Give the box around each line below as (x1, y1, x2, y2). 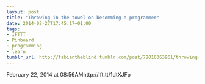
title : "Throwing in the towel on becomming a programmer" (6, 15, 160, 21)
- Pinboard (6, 37, 34, 43)
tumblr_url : (6, 54, 37, 60)
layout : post (6, 9, 40, 15)
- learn (6, 49, 26, 55)
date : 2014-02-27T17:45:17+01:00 (6, 20, 92, 26)
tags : (6, 26, 20, 32)
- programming (6, 43, 43, 49)
